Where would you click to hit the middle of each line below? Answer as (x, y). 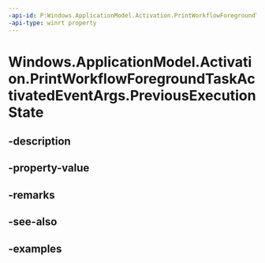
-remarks (32, 195)
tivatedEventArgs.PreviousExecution (132, 95)
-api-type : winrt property (52, 23)
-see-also (33, 222)
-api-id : (22, 15)
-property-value (49, 168)
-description (39, 142)
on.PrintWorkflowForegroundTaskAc (132, 79)
